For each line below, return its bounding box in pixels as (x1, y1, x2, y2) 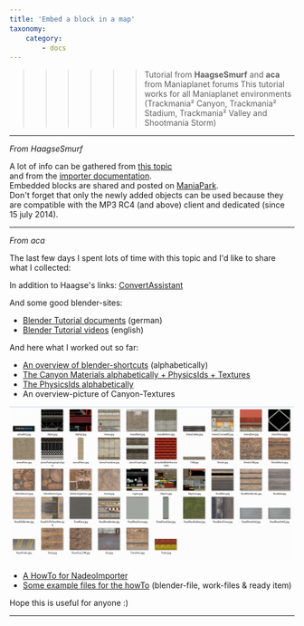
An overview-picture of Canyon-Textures (22, 389, 176, 400)
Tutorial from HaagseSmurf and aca (144, 69, 280, 81)
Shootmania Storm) (144, 118, 217, 129)
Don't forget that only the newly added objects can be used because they (9, 190, 284, 201)
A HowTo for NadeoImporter (22, 571, 128, 582)
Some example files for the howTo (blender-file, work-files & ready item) (22, 580, 292, 591)
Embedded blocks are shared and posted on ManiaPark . (9, 180, 219, 191)
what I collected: (9, 263, 71, 274)
